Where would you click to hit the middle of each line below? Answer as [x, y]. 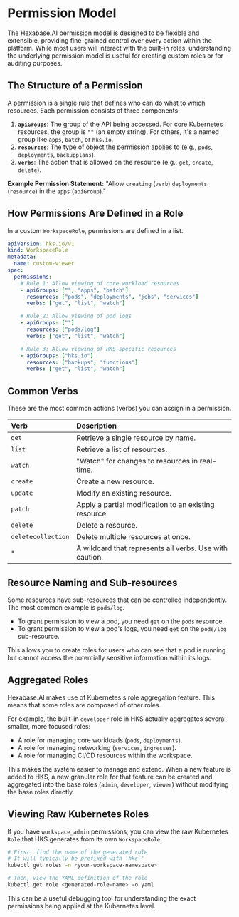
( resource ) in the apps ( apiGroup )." [57, 191]
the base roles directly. [41, 792]
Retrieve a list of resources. [122, 449]
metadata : [22, 257]
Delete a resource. [107, 526]
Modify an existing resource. [124, 493]
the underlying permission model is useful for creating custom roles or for [116, 56]
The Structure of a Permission [75, 86]
